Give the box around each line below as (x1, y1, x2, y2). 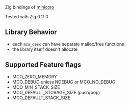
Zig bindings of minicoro (5, 4, 54, 10)
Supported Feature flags (5, 61, 81, 69)
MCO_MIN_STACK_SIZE (12, 84, 60, 90)
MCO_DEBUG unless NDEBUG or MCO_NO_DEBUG (12, 79, 116, 85)
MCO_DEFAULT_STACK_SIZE (12, 95, 71, 101)
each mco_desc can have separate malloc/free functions (12, 41, 124, 47)
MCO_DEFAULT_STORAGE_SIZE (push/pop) (12, 89, 100, 95)
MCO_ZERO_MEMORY (12, 73, 57, 79)
